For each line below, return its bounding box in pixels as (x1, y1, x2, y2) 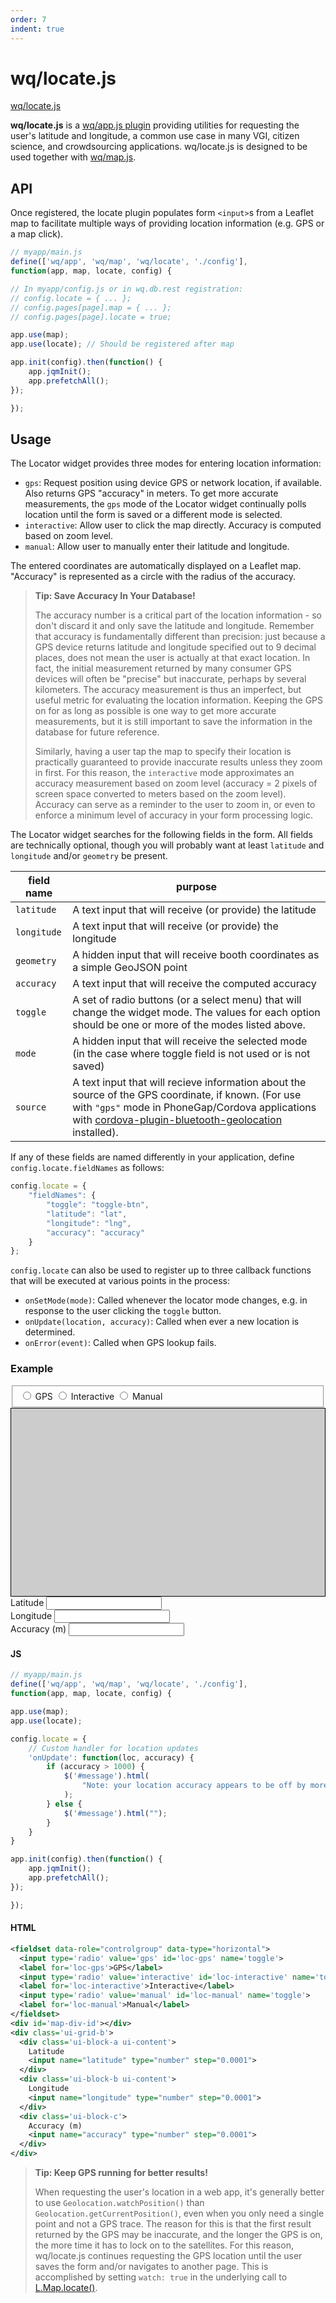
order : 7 (10, 14, 47, 25)
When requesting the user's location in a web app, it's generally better (34, 2186, 325, 2198)
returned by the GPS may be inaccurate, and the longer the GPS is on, (34, 2229, 323, 2241)
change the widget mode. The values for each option (72, 1006, 321, 1020)
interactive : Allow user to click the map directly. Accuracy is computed (24, 519, 322, 531)
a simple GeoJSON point (72, 961, 188, 975)
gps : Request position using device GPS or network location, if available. (24, 477, 322, 489)
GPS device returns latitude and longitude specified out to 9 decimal (34, 641, 317, 653)
